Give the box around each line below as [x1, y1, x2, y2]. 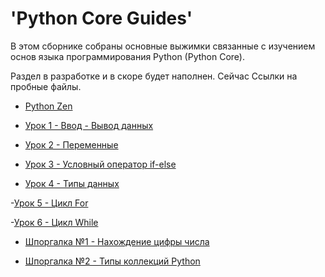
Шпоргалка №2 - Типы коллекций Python [24, 255, 201, 267]
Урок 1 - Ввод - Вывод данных [24, 119, 154, 131]
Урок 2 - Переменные [24, 138, 119, 151]
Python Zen [24, 100, 73, 112]
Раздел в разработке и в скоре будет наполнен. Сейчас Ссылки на [10, 70, 298, 82]
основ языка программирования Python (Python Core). [10, 50, 245, 62]
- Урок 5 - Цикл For [10, 197, 89, 209]
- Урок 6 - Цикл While [10, 216, 99, 228]
